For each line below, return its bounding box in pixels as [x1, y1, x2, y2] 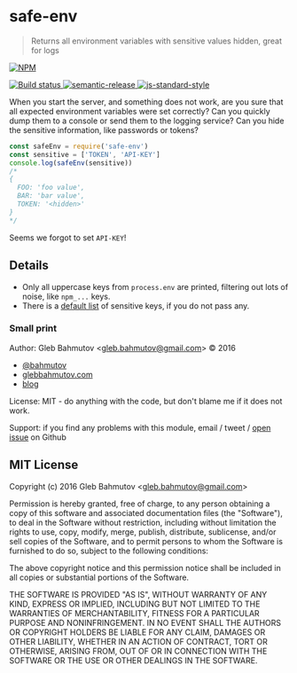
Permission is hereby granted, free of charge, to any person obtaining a [9, 498, 270, 509]
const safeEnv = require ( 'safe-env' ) [9, 142, 149, 151]
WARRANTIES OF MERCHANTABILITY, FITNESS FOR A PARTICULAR [9, 607, 260, 618]
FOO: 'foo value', [17, 184, 86, 192]
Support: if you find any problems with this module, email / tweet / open [9, 422, 271, 433]
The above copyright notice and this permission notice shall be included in [9, 562, 281, 573]
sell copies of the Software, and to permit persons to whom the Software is [9, 536, 284, 546]
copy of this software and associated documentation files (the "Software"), [9, 507, 284, 518]
